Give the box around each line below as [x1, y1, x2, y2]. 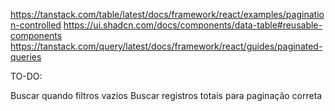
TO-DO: [10, 70, 43, 82]
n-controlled [10, 19, 62, 31]
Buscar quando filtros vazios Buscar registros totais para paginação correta [10, 90, 323, 101]
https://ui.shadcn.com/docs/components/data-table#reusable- [63, 19, 323, 31]
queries [10, 51, 42, 63]
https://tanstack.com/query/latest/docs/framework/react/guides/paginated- [10, 40, 323, 52]
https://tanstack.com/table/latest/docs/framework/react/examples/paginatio [10, 9, 325, 20]
